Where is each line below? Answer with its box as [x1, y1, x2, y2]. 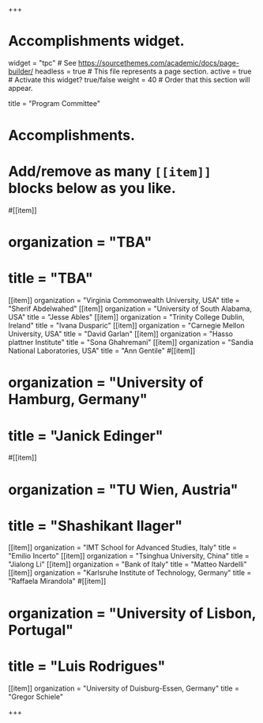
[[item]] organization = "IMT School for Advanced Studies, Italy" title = [8, 543, 237, 552]
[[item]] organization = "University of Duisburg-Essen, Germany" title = [8, 683, 239, 693]
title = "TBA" [8, 270, 93, 287]
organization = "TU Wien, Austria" [8, 480, 239, 498]
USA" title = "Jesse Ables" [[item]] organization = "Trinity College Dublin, [8, 312, 245, 322]
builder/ [8, 66, 34, 76]
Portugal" [8, 621, 73, 639]
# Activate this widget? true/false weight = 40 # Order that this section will [8, 74, 250, 84]
